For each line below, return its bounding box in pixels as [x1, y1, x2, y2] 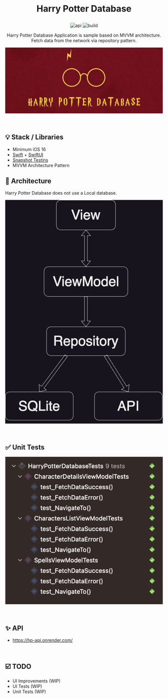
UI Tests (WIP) [12, 683, 42, 689]
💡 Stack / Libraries [5, 133, 63, 142]
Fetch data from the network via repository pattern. [31, 38, 137, 44]
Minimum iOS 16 [12, 146, 46, 152]
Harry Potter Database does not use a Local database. [5, 190, 117, 196]
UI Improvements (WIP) [12, 678, 61, 684]
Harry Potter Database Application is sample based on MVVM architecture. [6, 32, 161, 38]
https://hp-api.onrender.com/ [12, 637, 73, 643]
